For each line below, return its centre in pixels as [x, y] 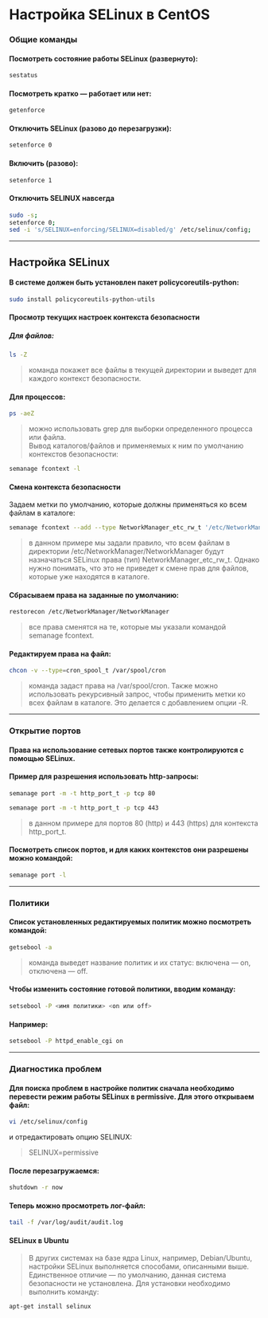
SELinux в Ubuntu [39, 1240]
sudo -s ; [23, 215]
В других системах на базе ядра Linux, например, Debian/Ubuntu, [140, 1258]
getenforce [27, 110]
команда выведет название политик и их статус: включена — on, [140, 963]
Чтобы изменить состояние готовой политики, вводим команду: [122, 989]
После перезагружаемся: [54, 1171]
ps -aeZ [22, 414]
